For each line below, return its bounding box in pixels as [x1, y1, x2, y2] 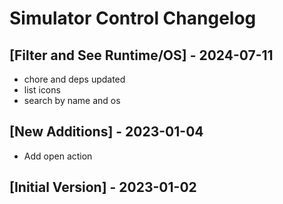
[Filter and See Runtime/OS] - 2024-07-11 [9, 47, 274, 64]
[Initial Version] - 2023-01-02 [9, 179, 197, 196]
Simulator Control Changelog [9, 7, 257, 30]
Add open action [23, 150, 93, 162]
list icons [23, 84, 61, 96]
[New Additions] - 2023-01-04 [9, 123, 204, 141]
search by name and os [23, 95, 121, 106]
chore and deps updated [23, 73, 126, 85]
